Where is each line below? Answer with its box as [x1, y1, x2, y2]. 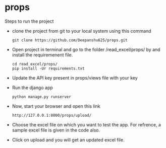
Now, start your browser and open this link [12, 103, 100, 109]
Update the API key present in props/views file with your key [12, 75, 138, 81]
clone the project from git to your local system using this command [12, 28, 152, 34]
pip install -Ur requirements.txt [12, 66, 85, 71]
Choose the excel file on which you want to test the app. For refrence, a [12, 121, 161, 127]
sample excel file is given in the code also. [12, 127, 100, 133]
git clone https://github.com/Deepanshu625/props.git [12, 37, 128, 43]
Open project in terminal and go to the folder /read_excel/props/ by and [12, 46, 160, 52]
